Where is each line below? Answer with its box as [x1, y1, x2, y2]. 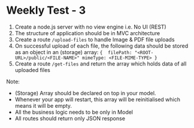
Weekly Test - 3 [6, 4, 86, 17]
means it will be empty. [14, 102, 72, 109]
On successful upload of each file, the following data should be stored [14, 42, 189, 49]
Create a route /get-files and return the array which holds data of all [14, 60, 187, 67]
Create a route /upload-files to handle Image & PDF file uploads [14, 36, 175, 43]
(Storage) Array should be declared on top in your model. [14, 89, 156, 96]
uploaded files [14, 66, 51, 73]
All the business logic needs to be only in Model [14, 108, 134, 115]
